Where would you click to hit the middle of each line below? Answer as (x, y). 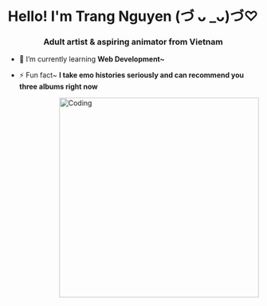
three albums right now (58, 87)
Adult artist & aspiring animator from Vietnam (133, 42)
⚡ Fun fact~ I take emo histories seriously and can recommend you (132, 75)
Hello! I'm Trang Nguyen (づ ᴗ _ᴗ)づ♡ (133, 16)
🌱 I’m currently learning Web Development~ (92, 59)
